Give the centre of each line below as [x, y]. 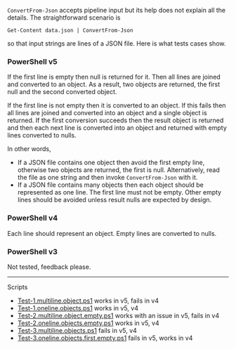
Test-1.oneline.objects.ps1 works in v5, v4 [78, 308]
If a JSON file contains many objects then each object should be [110, 185]
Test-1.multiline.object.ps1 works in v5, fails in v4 [88, 301]
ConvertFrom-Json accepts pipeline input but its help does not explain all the [117, 10]
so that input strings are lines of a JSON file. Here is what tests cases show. [117, 44]
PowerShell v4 [33, 218]
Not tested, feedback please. [49, 267]
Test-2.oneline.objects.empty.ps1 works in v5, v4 [88, 323]
